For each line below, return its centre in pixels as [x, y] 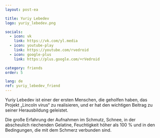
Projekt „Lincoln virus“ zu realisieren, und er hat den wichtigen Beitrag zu [79, 105]
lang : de [14, 81]
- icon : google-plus [30, 54]
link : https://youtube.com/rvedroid [52, 50]
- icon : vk [21, 36]
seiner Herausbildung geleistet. [37, 110]
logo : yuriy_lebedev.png [30, 23]
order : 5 [14, 72]
